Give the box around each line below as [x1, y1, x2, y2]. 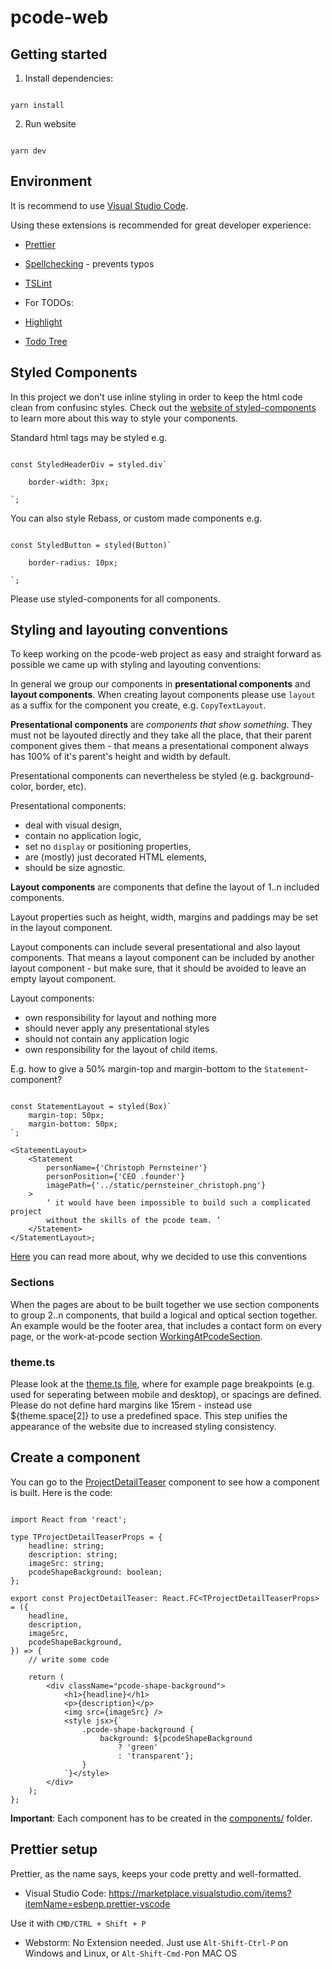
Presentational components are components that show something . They [10, 719, 313, 731]
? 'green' [117, 1742, 159, 1752]
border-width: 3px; [28, 477, 110, 487]
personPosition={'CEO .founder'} [46, 1172, 186, 1182]
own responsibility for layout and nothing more [24, 1012, 218, 1024]
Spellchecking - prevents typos [24, 257, 155, 270]
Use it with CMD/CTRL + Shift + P [10, 1917, 147, 1929]
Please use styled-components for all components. [10, 592, 221, 605]
